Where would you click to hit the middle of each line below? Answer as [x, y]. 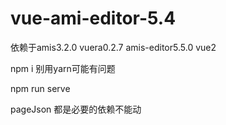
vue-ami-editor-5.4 [93, 18]
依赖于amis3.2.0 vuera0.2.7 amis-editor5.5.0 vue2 [113, 47]
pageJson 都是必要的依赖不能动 [76, 109]
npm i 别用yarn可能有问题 [63, 68]
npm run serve [40, 88]
